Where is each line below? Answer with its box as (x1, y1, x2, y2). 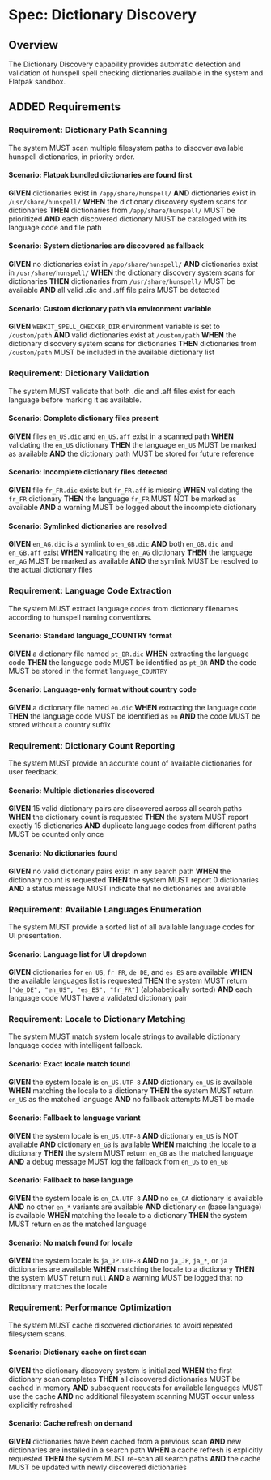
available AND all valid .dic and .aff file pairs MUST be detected (8, 285, 220, 295)
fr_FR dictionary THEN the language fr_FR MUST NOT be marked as (8, 494, 237, 504)
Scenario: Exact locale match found (8, 1059, 131, 1068)
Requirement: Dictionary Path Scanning (8, 124, 167, 135)
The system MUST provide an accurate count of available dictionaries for (8, 758, 252, 768)
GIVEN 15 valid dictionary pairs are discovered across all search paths (8, 804, 243, 813)
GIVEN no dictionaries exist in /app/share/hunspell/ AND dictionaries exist (8, 260, 259, 269)
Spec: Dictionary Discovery (8, 6, 197, 24)
